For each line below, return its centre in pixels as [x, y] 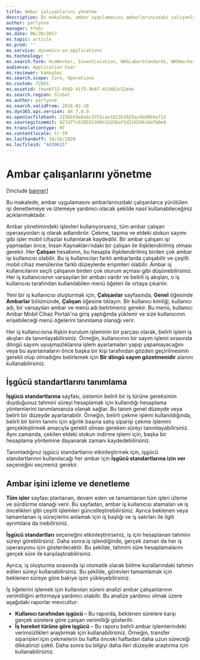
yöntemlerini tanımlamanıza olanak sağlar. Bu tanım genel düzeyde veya [94, 409]
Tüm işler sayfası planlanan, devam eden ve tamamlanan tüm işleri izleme [97, 498]
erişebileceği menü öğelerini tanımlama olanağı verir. [71, 320]
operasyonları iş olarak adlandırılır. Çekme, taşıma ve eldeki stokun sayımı [96, 232]
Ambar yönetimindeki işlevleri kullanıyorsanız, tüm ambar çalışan [85, 226]
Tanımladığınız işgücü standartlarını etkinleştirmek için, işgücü [82, 452]
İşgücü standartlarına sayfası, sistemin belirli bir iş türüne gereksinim [91, 396]
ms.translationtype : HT [36, 128]
